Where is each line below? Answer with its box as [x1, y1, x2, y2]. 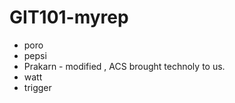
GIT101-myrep [9, 6, 129, 29]
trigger [23, 81, 52, 93]
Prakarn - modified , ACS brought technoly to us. [23, 60, 226, 72]
